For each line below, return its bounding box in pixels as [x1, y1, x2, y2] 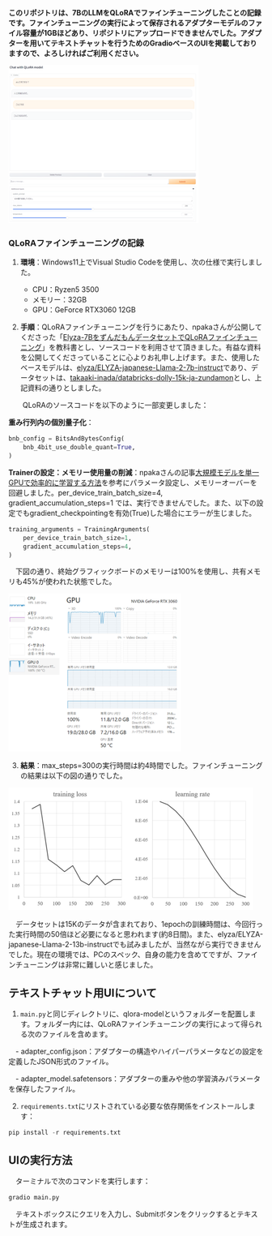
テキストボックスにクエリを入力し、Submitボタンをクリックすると [15, 1208, 237, 1219]
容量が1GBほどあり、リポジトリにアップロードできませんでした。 [22, 28, 241, 37]
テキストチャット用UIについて [8, 985, 157, 1000]
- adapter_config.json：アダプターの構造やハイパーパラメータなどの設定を [15, 1046, 264, 1057]
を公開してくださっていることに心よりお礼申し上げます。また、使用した [19, 353, 261, 363]
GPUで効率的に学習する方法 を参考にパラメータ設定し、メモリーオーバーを [8, 478, 257, 487]
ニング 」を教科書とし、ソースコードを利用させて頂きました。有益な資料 [19, 342, 261, 352]
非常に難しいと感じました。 [64, 960, 158, 970]
